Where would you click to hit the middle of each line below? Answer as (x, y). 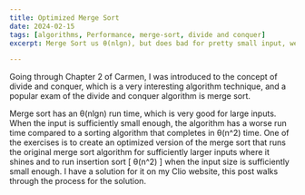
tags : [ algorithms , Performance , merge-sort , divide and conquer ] (138, 34)
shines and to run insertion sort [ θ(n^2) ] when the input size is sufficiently (150, 162)
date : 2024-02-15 (42, 26)
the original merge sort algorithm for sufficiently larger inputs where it (140, 152)
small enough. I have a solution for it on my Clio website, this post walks (144, 171)
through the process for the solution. (78, 181)
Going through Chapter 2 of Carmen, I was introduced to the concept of (144, 77)
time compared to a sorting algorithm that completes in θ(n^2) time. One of (149, 133)
